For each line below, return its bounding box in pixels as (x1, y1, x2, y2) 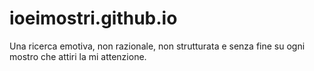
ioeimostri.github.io (9, 7, 178, 30)
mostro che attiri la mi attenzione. (9, 50, 147, 62)
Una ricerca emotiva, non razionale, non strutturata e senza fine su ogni (9, 40, 306, 52)
